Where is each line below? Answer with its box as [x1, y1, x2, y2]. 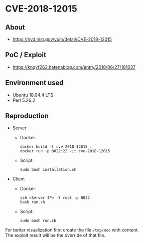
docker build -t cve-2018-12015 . [20, 144, 92, 149]
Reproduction [5, 112, 49, 120]
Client [12, 176, 25, 182]
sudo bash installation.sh [20, 167, 77, 172]
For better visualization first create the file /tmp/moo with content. [5, 227, 139, 233]
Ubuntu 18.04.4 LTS [12, 92, 54, 98]
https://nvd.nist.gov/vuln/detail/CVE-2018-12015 [12, 36, 112, 42]
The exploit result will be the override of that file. [5, 232, 106, 238]
